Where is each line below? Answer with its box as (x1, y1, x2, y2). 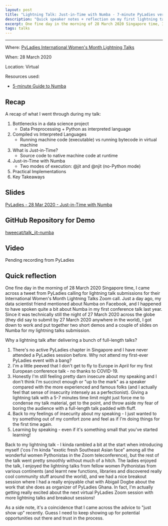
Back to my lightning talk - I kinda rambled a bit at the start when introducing (5, 441, 163, 448)
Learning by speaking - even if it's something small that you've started (12, 426, 158, 433)
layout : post (5, 7, 32, 13)
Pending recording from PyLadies (5, 257, 74, 263)
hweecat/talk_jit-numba (5, 229, 54, 235)
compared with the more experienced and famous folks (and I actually (12, 384, 157, 390)
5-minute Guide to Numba (12, 83, 66, 89)
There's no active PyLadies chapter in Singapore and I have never (12, 347, 148, 353)
